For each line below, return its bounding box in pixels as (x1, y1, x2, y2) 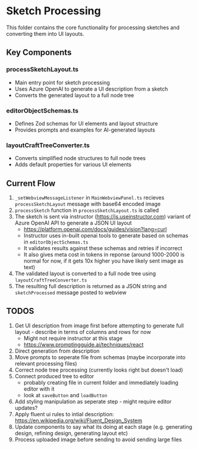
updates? (14, 404, 38, 411)
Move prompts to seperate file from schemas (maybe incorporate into (14, 353, 186, 361)
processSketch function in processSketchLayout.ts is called (14, 207, 159, 214)
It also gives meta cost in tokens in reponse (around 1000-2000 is (23, 251, 185, 258)
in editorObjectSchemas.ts (23, 238, 89, 245)
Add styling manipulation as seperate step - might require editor (14, 398, 172, 405)
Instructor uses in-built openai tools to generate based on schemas (23, 232, 188, 239)
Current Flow (6, 178, 56, 188)
